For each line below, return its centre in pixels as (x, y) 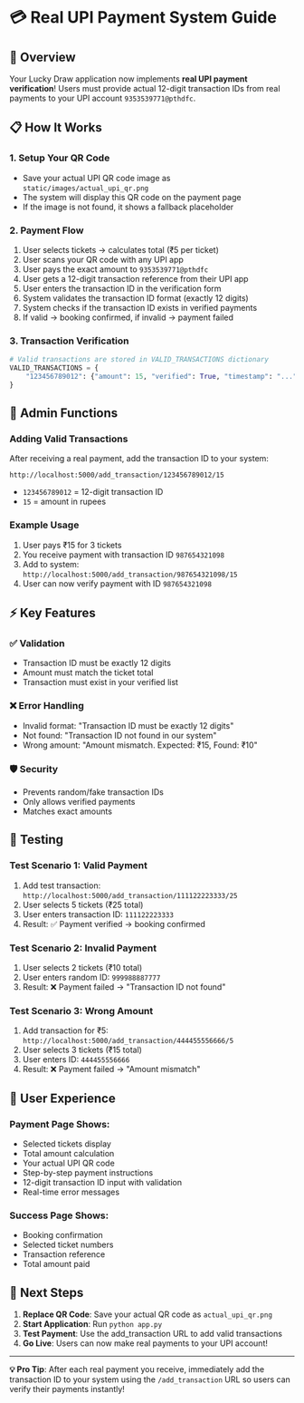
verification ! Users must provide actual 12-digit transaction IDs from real (145, 88)
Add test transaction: (62, 885)
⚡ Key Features (53, 613)
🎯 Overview (43, 57)
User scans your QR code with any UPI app (103, 259)
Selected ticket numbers (68, 1245)
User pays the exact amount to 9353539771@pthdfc (115, 269)
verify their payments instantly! (67, 1389)
